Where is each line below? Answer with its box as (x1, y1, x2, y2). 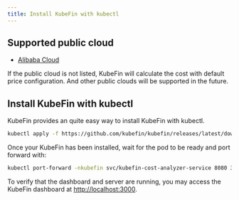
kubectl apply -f (7, 130, 59, 137)
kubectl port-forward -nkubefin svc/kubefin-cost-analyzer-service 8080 (7, 164, 228, 172)
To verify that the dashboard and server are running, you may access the (7, 177, 222, 186)
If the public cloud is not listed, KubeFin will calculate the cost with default (7, 69, 225, 78)
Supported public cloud (7, 37, 114, 49)
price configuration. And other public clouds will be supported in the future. (7, 77, 229, 85)
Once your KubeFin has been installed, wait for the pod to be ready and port (7, 143, 230, 152)
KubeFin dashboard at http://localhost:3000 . (7, 185, 137, 193)
